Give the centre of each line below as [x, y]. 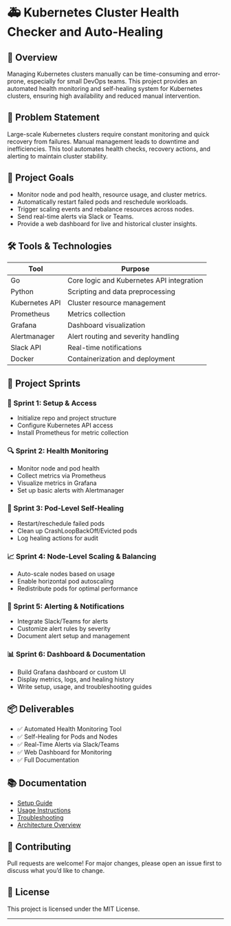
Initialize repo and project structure [67, 418]
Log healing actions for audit [57, 538]
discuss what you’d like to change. [56, 871]
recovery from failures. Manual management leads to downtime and [103, 141]
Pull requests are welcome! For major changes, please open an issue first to [114, 863]
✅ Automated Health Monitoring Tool [69, 729]
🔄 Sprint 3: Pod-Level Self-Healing [66, 508]
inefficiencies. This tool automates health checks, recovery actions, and [109, 149]
